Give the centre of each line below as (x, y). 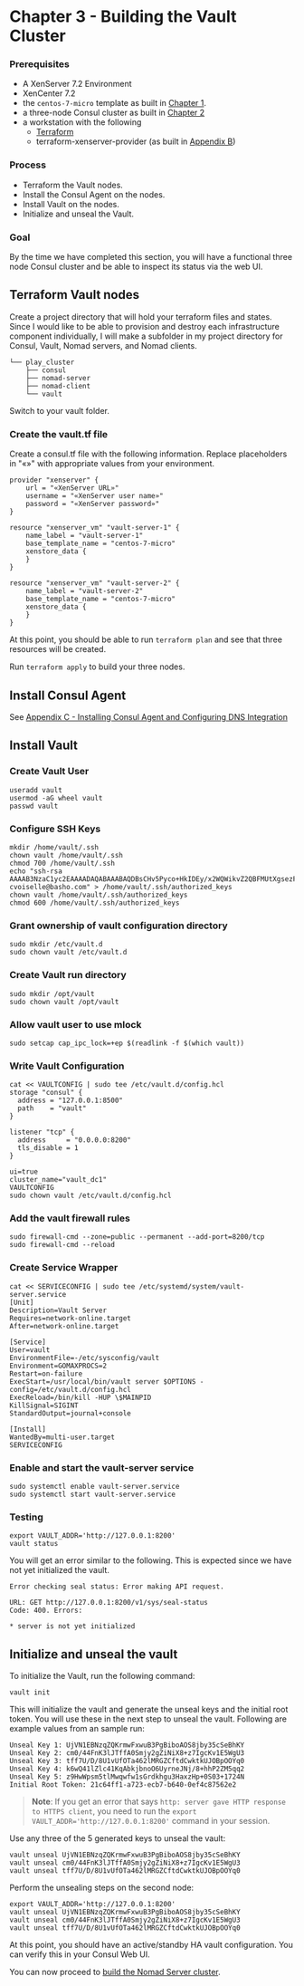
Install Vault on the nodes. (71, 204)
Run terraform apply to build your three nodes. (97, 667)
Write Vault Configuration (67, 1066)
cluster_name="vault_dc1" (58, 1180)
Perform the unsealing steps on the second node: (102, 1888)
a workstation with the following (82, 122)
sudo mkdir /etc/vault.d (56, 945)
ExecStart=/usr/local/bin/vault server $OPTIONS (103, 1382)
